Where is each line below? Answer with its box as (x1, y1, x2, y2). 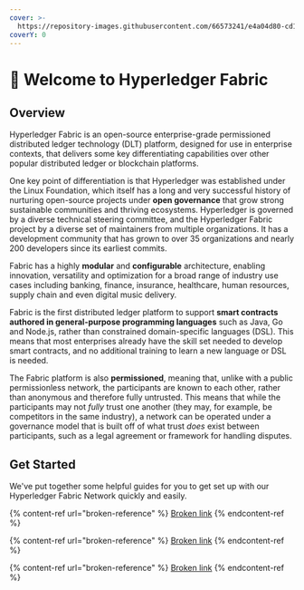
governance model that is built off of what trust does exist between (9, 421, 260, 431)
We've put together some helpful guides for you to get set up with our (9, 481, 270, 492)
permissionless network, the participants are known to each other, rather (9, 382, 281, 393)
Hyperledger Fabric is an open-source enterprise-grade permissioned (9, 129, 271, 140)
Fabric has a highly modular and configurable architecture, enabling (9, 260, 266, 272)
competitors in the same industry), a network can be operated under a (9, 411, 271, 422)
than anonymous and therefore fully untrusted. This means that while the (9, 392, 281, 403)
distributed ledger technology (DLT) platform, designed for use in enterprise (9, 139, 292, 150)
